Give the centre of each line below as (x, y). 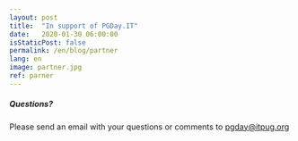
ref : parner (31, 76)
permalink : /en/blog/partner (64, 51)
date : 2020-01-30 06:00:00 (64, 34)
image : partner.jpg (46, 68)
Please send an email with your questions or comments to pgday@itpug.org (149, 127)
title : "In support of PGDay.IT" (74, 26)
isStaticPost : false (48, 42)
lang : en (26, 59)
